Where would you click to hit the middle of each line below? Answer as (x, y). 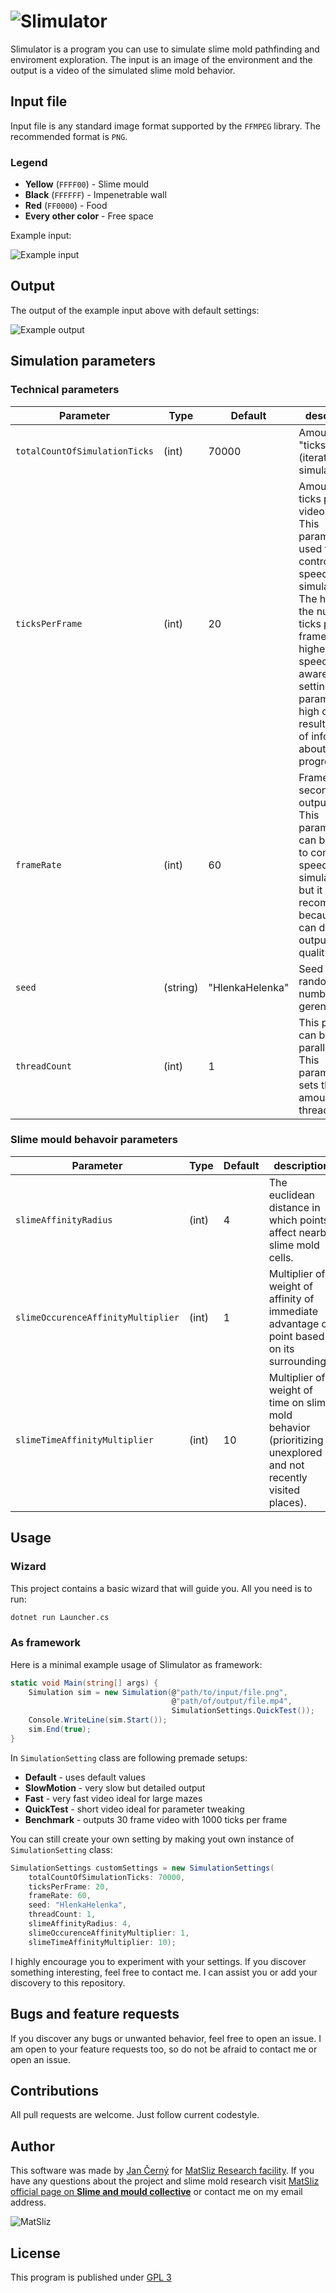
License (35, 2253)
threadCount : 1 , (62, 1915)
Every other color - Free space (89, 216)
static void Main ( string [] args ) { (84, 1683)
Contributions (54, 2090)
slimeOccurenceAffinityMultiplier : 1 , (109, 1933)
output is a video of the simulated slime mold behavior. (123, 70)
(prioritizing (296, 1440)
